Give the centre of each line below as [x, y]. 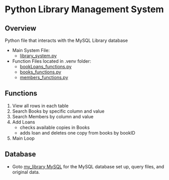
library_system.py [38, 56]
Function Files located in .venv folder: [52, 61]
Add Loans [23, 122]
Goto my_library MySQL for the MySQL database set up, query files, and [88, 166]
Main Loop [23, 138]
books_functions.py [41, 72]
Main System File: [31, 50]
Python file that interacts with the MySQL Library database [66, 40]
